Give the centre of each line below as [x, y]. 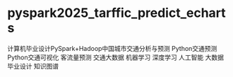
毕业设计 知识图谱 [33, 66]
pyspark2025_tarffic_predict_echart [116, 13]
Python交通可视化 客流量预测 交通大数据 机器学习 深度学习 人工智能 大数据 [116, 57]
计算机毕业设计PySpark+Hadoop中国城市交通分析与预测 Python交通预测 [112, 48]
